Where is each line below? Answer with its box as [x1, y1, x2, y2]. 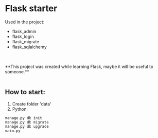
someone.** [5, 69, 30, 74]
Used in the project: [5, 19, 45, 25]
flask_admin [12, 28, 36, 34]
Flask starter [5, 3, 57, 14]
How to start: [5, 88, 45, 96]
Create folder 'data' [12, 101, 52, 107]
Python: [12, 106, 28, 112]
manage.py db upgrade [5, 124, 49, 129]
